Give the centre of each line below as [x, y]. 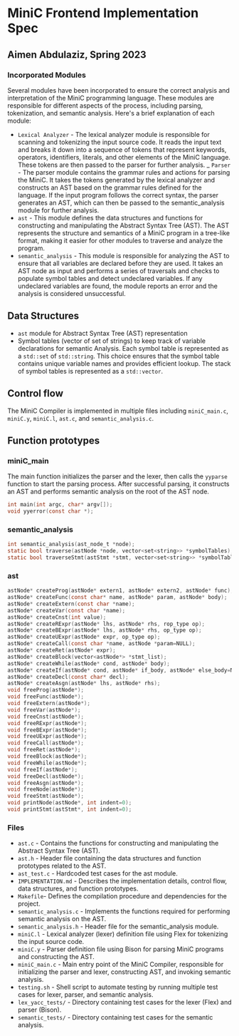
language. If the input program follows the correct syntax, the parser [118, 195]
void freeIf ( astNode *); [43, 769]
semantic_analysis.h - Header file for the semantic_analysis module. [118, 927]
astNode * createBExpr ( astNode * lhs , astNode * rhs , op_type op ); [105, 630]
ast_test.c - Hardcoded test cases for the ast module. [97, 873]
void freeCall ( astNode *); [46, 743]
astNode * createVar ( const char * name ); [67, 610]
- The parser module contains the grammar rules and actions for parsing [124, 172]
